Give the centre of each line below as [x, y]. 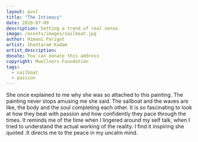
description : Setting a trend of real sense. [63, 28]
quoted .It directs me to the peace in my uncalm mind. [72, 133]
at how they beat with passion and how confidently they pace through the [96, 114]
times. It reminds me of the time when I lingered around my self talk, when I [98, 120]
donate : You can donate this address [53, 56]
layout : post [22, 12]
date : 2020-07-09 [28, 23]
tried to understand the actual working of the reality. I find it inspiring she [95, 127]
